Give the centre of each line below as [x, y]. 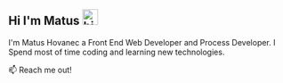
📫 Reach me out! [40, 70]
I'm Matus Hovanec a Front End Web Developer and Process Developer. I [142, 42]
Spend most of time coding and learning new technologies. [117, 52]
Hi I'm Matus [44, 21]
